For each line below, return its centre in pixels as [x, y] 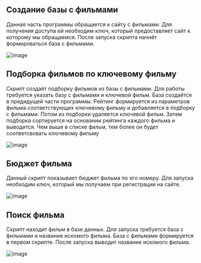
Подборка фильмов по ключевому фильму [91, 74]
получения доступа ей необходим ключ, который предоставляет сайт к [98, 31]
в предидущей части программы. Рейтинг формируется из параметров [98, 101]
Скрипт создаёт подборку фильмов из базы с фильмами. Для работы [95, 88]
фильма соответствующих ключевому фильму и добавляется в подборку [101, 107]
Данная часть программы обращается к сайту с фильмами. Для [89, 24]
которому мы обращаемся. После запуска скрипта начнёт [82, 37]
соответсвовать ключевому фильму [52, 133]
